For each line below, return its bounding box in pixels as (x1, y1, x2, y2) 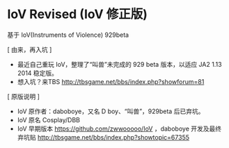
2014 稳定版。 (17, 69, 58, 77)
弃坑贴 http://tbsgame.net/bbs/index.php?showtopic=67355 (17, 133, 190, 141)
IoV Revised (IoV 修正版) (7, 6, 148, 22)
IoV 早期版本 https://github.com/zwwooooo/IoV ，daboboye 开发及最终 (17, 124, 221, 133)
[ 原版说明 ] (7, 92, 40, 101)
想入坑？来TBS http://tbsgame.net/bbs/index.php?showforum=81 (17, 77, 205, 85)
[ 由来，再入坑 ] (7, 45, 52, 54)
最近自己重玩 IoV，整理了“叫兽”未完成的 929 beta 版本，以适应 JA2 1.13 (17, 60, 222, 68)
